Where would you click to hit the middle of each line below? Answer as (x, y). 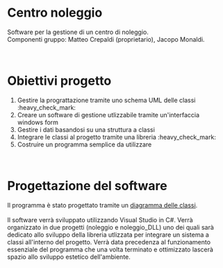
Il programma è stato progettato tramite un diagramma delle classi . (102, 205)
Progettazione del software (88, 186)
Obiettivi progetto (59, 81)
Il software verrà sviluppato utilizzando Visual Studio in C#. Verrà (100, 219)
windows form (38, 122)
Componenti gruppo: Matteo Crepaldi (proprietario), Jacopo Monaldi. (106, 39)
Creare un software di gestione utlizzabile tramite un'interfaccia (108, 115)
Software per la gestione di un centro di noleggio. (78, 32)
